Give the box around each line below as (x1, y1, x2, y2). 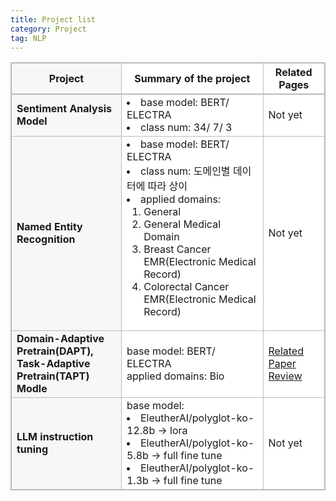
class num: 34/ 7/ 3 (140, 121, 233, 135)
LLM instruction (16, 430, 94, 444)
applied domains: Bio (126, 369, 225, 383)
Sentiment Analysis (16, 102, 112, 116)
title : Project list (10, 14, 97, 25)
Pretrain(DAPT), (16, 344, 94, 358)
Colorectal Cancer (143, 280, 230, 294)
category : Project (10, 24, 87, 34)
